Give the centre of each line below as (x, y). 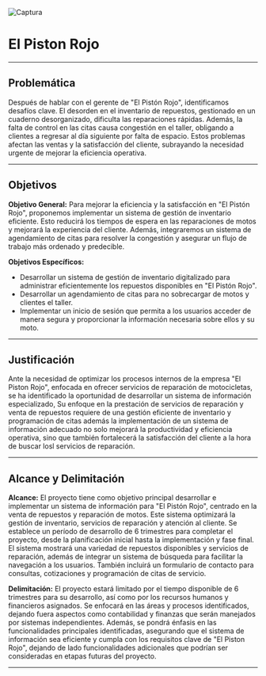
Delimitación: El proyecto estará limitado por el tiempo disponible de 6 (123, 589)
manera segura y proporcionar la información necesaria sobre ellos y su (137, 319)
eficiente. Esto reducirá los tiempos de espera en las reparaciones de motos (133, 221)
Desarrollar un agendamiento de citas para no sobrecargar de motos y (134, 294)
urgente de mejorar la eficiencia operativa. (77, 153)
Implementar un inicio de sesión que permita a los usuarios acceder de (135, 311)
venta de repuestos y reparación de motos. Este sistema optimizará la (122, 514)
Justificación (42, 359)
